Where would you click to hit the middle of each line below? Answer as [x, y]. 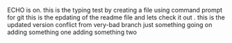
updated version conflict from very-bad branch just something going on [110, 25]
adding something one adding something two [72, 32]
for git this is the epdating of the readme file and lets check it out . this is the [116, 17]
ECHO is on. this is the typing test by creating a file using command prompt [115, 10]
